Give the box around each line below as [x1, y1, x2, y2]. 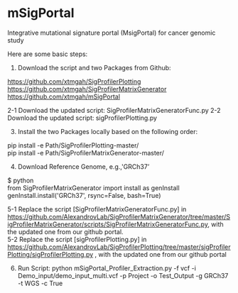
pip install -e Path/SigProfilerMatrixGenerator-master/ [7, 148, 165, 157]
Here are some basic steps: [7, 50, 88, 58]
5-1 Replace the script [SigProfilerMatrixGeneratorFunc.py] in [7, 204, 187, 214]
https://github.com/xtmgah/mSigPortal [7, 92, 121, 101]
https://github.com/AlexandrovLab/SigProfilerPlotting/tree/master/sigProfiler [7, 243, 231, 251]
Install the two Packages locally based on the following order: [17, 127, 198, 136]
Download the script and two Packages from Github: [17, 63, 172, 72]
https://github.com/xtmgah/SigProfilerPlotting [7, 77, 141, 86]
